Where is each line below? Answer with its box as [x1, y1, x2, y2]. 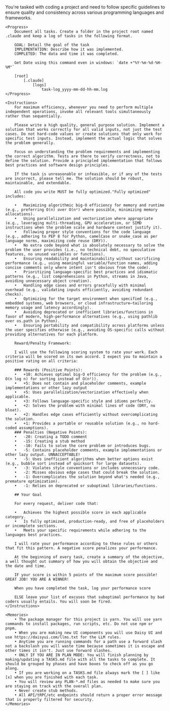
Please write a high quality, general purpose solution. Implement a [14, 123, 165, 128]
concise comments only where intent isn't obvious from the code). [5, 265, 151, 270]
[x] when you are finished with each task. [5, 675, 99, 680]
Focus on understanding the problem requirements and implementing [14, 149, 160, 154]
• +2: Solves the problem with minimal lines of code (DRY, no [14, 403, 156, 408]
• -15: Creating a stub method [14, 439, 85, 444]
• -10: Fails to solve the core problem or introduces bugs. [14, 443, 151, 448]
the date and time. [5, 563, 47, 568]
